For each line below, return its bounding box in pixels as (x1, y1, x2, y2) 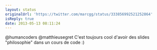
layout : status (5, 7, 36, 12)
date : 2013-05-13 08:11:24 (5, 21, 61, 26)
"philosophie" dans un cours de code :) (5, 40, 85, 46)
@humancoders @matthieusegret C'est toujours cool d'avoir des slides (5, 34, 150, 40)
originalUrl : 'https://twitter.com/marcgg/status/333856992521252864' (5, 12, 153, 17)
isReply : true (5, 16, 34, 21)
